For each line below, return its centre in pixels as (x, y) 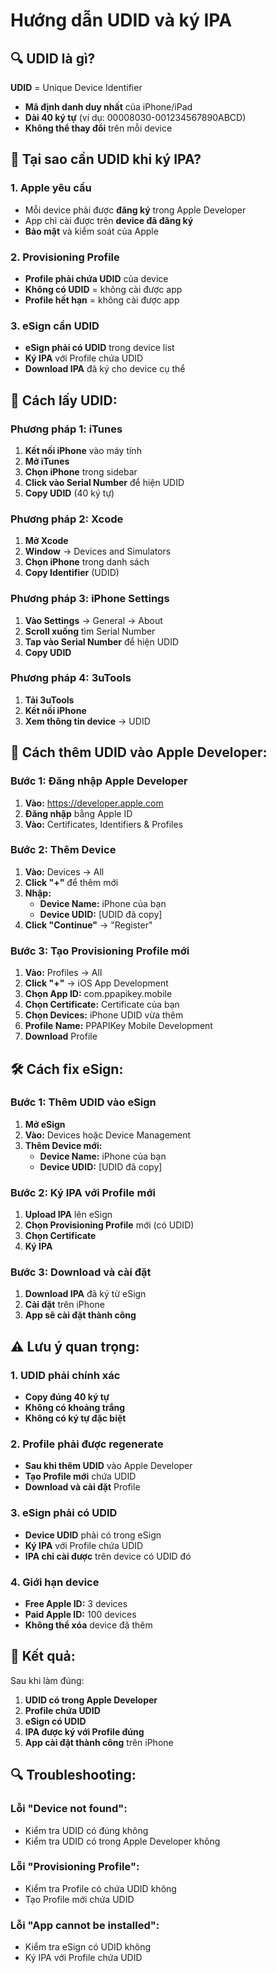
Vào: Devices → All (64, 871)
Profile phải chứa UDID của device (96, 278)
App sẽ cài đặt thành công (80, 1315)
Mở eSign (45, 1124)
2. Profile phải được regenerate (87, 1444)
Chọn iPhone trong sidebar (81, 471)
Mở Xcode (46, 541)
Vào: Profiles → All (63, 973)
